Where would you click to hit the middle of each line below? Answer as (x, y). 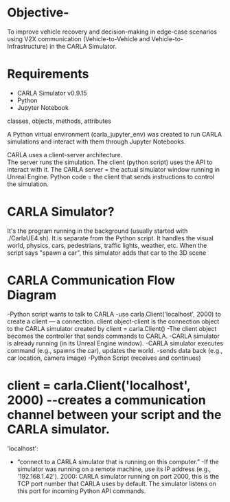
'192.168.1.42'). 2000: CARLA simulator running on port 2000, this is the (118, 476)
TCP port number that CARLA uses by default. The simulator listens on (116, 483)
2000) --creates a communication (106, 400)
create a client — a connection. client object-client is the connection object (113, 321)
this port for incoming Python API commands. (81, 491)
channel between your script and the (114, 414)
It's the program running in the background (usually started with (97, 231)
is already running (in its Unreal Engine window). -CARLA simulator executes (115, 343)
